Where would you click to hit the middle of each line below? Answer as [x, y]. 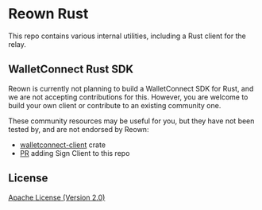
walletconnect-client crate [62, 145]
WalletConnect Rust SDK [71, 70]
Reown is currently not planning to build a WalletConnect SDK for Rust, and [131, 88]
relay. [17, 44]
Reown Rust [48, 14]
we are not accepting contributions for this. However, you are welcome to [128, 97]
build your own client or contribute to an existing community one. [115, 105]
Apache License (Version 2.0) [57, 197]
